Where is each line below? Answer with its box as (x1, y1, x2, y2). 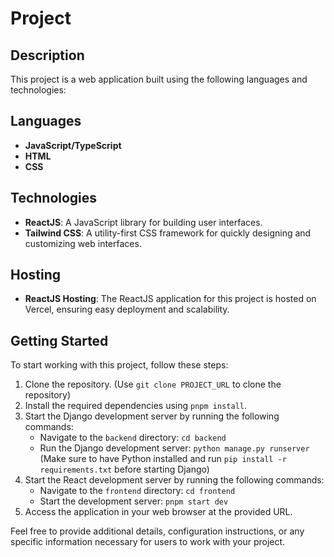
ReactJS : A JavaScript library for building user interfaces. (24, 216, 263, 228)
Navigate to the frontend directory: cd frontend (39, 485, 236, 497)
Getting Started (10, 332, 109, 349)
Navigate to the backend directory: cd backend (39, 432, 227, 444)
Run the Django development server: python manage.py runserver (39, 442, 310, 454)
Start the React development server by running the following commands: (24, 474, 325, 486)
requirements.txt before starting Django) (39, 463, 210, 476)
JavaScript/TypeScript (24, 139, 122, 151)
